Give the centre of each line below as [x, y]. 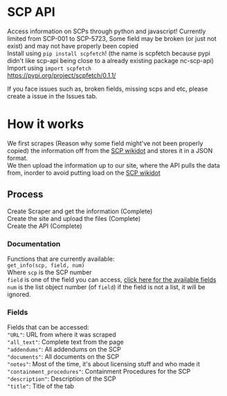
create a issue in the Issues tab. [53, 96]
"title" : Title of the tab [41, 386]
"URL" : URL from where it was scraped [62, 335]
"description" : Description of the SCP [62, 379]
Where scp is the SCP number [49, 272]
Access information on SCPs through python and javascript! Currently [107, 31]
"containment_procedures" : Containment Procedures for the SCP [99, 372]
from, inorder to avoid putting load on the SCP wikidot [84, 172]
